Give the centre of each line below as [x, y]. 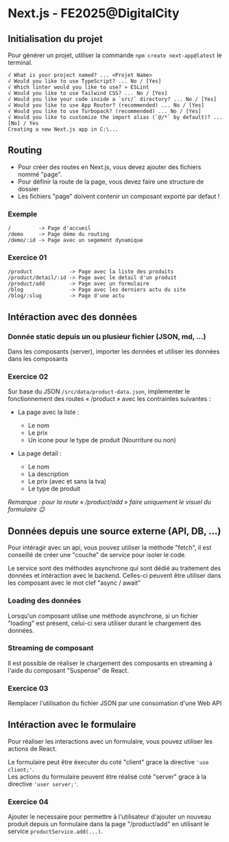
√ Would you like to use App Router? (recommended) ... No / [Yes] [106, 105]
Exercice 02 [28, 377]
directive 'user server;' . [44, 784]
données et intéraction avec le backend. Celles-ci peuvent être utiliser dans [114, 576]
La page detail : [39, 453]
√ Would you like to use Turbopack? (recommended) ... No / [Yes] [105, 111]
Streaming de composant [51, 648]
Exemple [23, 214]
